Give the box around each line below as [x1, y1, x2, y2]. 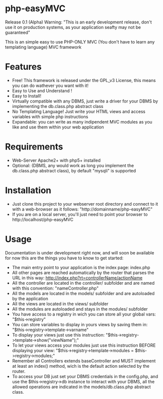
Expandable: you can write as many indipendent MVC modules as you [12, 119, 152, 125]
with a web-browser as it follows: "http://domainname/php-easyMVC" [12, 206, 153, 212]
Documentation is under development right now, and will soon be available [5, 250, 154, 255]
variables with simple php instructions [12, 113, 89, 120]
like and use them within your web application [12, 124, 104, 130]
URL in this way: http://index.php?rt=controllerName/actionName [12, 274, 143, 281]
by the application [12, 295, 49, 301]
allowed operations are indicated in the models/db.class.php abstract [12, 384, 151, 390]
